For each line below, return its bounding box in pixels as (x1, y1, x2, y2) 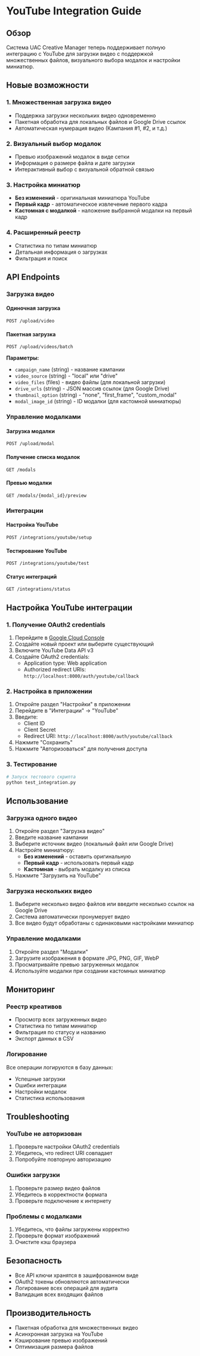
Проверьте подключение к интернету (14, 1197, 112, 1204)
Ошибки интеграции (14, 1081, 67, 1089)
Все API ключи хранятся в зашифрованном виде (14, 1272, 139, 1279)
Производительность (6, 1308, 91, 1318)
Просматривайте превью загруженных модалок (14, 960, 139, 968)
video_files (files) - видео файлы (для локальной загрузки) (14, 379, 166, 386)
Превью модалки (6, 479, 53, 487)
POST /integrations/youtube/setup (6, 534, 93, 540)
